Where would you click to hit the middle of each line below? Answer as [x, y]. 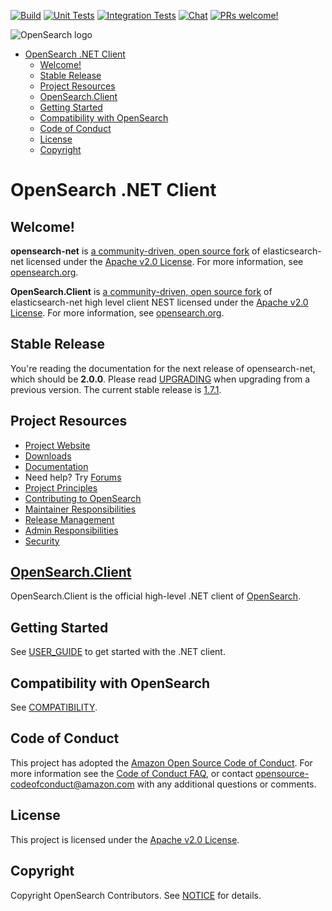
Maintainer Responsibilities [80, 509]
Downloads [48, 456]
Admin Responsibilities [71, 530]
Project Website [57, 445]
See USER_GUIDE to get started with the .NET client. [118, 652]
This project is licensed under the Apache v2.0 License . [125, 839]
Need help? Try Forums [73, 477]
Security [42, 541]
